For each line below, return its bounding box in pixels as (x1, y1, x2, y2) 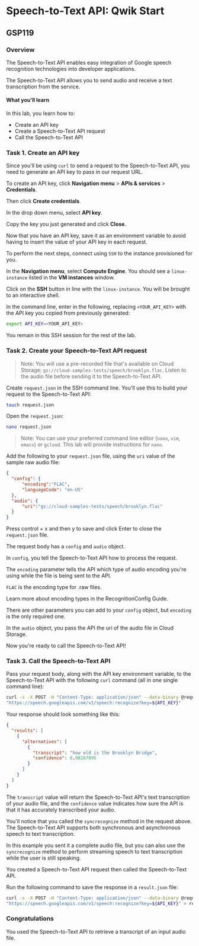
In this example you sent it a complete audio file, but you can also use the (6, 842, 185, 849)
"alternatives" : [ (21, 739, 68, 744)
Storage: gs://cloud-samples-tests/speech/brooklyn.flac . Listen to (20, 366, 187, 373)
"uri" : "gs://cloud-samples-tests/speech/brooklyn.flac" (21, 503, 163, 509)
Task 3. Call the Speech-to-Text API (6, 657, 111, 665)
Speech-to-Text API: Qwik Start (6, 4, 165, 18)
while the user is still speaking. (6, 854, 81, 861)
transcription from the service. (6, 83, 81, 90)
